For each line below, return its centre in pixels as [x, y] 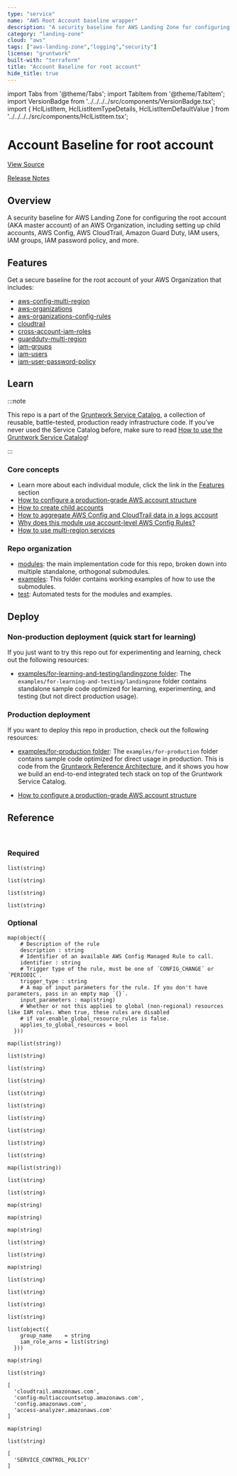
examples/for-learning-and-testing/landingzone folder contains [112, 681]
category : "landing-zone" [45, 34]
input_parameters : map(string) [68, 1000]
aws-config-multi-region [54, 301]
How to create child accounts [61, 508]
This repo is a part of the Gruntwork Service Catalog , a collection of [106, 414]
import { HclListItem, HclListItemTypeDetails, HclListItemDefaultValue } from [118, 109]
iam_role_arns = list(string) [65, 1342]
